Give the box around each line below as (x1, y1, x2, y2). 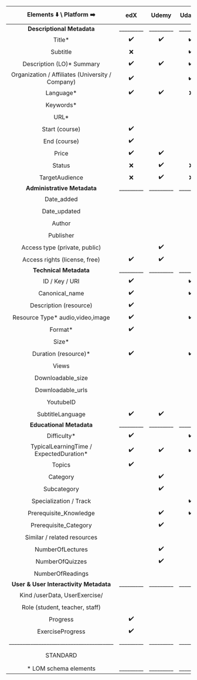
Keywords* (45, 101, 77, 109)
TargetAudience (39, 173, 84, 181)
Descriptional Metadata (27, 25, 95, 33)
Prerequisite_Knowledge (27, 509, 95, 517)
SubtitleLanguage (37, 410, 86, 418)
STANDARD (45, 651, 77, 659)
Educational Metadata (29, 421, 93, 429)
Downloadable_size (34, 373, 88, 382)
